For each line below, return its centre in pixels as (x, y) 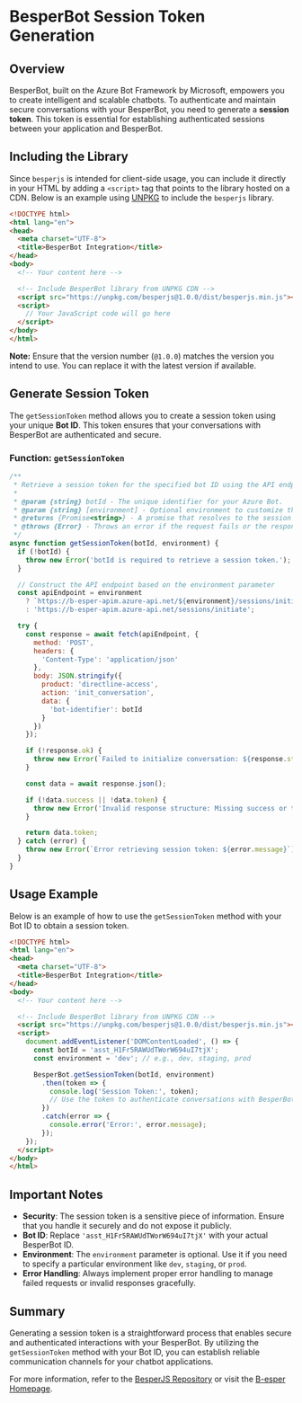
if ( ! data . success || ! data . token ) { (96, 800)
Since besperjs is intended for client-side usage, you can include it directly (147, 178)
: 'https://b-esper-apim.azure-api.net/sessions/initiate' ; (140, 610)
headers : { (53, 651)
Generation (52, 36)
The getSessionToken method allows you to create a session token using (142, 415)
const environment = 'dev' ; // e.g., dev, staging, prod (142, 1058)
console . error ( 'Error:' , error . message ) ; (128, 1125)
